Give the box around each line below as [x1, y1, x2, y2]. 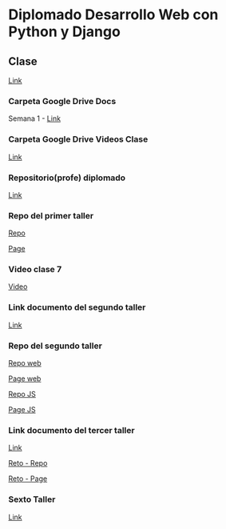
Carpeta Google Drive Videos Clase [8, 134, 149, 145]
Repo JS [8, 390, 36, 399]
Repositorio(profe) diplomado [8, 172, 126, 183]
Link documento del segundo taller [8, 302, 146, 313]
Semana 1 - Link [8, 114, 61, 123]
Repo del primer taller [8, 210, 94, 221]
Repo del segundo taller [8, 340, 102, 351]
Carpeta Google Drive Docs [8, 95, 117, 106]
